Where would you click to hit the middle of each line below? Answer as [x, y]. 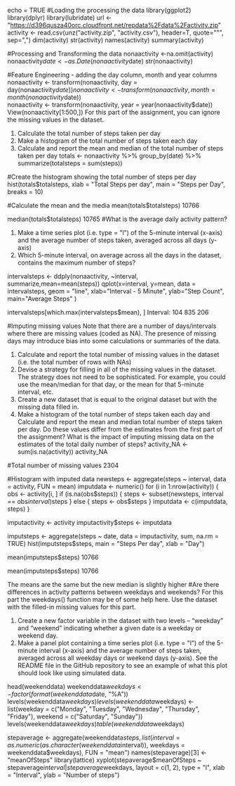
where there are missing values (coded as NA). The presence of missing [112, 333]
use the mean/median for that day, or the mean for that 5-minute [111, 384]
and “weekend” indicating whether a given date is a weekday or [109, 628]
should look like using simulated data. [72, 673]
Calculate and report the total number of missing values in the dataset [118, 354]
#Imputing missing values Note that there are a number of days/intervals [112, 326]
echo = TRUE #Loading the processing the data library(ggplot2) [99, 10]
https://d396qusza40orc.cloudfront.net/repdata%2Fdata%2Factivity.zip [114, 25]
